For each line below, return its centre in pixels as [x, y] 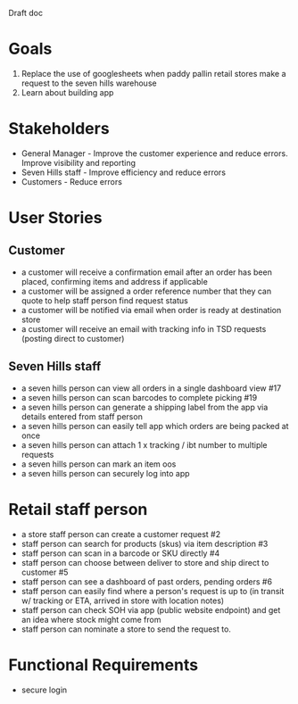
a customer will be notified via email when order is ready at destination [151, 310]
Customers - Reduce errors [71, 181]
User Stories [55, 218]
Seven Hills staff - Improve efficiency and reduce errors [124, 172]
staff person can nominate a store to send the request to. [126, 629]
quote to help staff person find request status [104, 300]
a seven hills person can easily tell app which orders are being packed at [155, 426]
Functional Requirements [103, 665]
